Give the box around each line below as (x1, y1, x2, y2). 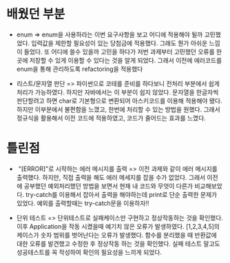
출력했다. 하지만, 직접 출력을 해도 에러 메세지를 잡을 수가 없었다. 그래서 (16, 173, 206, 181)
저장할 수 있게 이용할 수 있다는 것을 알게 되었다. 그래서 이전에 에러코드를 (29, 56, 222, 64)
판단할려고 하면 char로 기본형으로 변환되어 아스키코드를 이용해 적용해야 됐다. (16, 96, 222, 105)
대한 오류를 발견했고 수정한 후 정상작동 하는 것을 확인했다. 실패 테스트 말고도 (16, 239, 221, 248)
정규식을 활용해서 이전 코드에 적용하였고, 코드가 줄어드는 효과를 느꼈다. (16, 114, 206, 122)
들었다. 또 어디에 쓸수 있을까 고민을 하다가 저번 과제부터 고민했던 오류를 (23, 48, 215, 56)
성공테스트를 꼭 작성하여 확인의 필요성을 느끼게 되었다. (16, 248, 163, 256)
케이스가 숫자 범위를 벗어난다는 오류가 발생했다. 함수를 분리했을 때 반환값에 (16, 231, 218, 239)
